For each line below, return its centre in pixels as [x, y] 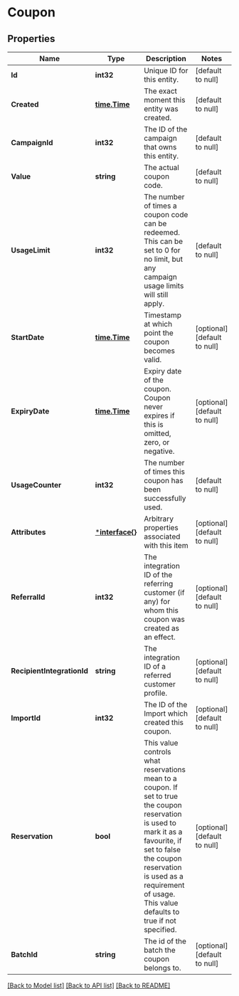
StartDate [28, 337]
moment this [164, 100]
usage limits [164, 286]
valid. [153, 360]
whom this [161, 610]
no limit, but [163, 259]
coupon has [163, 481]
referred [157, 675]
